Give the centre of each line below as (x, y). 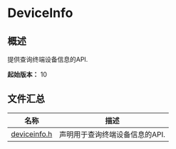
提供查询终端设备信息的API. (48, 59)
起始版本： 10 (27, 74)
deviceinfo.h (32, 134)
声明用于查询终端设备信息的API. (113, 134)
